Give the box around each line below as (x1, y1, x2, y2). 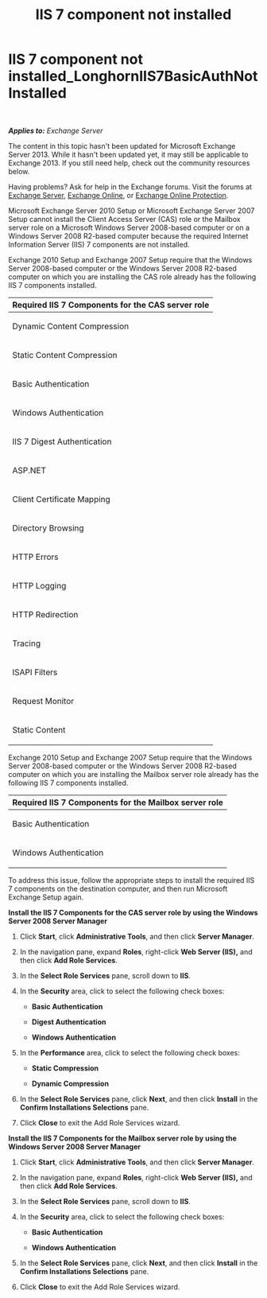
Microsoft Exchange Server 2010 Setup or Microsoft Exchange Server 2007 (8, 205, 255, 216)
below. (8, 166, 30, 176)
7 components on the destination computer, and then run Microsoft (8, 884, 228, 893)
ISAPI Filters (12, 666, 58, 678)
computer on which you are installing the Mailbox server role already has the (8, 769, 259, 779)
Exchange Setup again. (8, 892, 84, 902)
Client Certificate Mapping (12, 493, 111, 504)
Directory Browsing (12, 523, 85, 534)
